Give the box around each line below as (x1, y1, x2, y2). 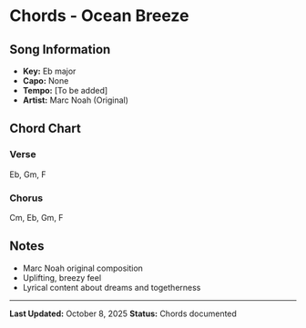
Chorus (9, 192, 44, 204)
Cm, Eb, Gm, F (9, 212, 64, 223)
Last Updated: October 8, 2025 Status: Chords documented (9, 308, 237, 319)
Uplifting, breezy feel (22, 272, 102, 283)
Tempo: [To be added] (22, 85, 108, 95)
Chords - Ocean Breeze (9, 5, 189, 26)
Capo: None (22, 75, 69, 86)
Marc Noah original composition (22, 263, 144, 273)
